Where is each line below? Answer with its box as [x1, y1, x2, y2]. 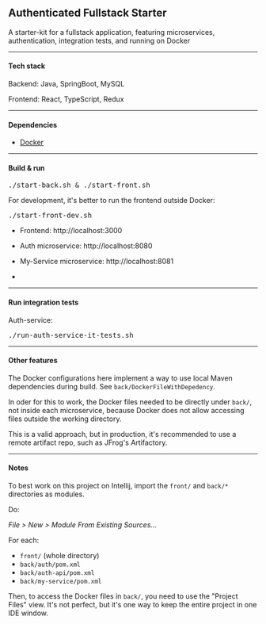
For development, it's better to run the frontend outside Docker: [8, 196, 215, 205]
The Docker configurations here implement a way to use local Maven [8, 373, 234, 383]
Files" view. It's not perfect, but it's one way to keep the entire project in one [8, 600, 257, 610]
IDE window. [8, 608, 49, 618]
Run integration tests [8, 297, 79, 308]
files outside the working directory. [8, 414, 122, 423]
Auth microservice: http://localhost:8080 [19, 241, 153, 251]
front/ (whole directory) [19, 551, 100, 561]
